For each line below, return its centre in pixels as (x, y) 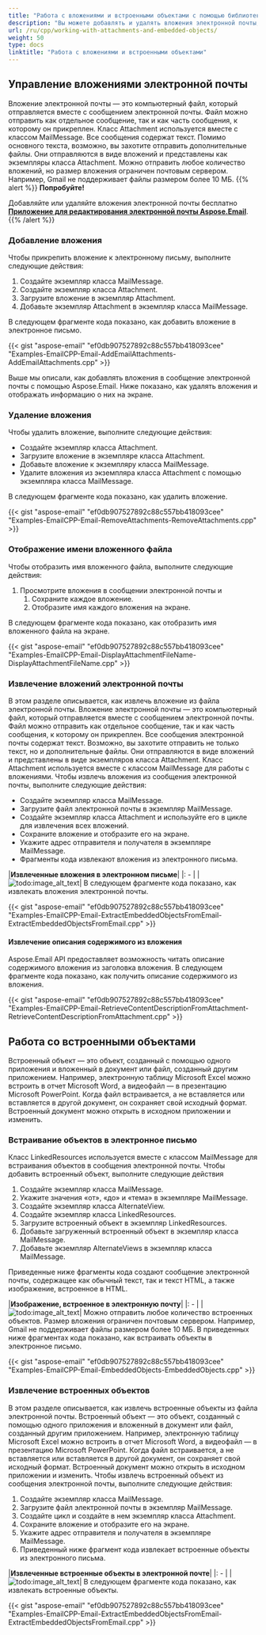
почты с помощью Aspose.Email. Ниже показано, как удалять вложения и (133, 386)
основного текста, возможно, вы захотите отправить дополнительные (127, 145)
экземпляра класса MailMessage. (76, 481)
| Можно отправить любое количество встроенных (166, 1313)
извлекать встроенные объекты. (63, 1590)
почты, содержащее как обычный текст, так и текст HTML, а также (122, 1280)
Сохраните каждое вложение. (82, 599)
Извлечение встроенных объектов (79, 1390)
